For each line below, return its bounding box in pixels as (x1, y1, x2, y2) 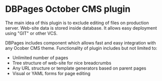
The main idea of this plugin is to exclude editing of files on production (5, 20, 149, 26)
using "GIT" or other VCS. (5, 30, 58, 36)
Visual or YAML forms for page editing (12, 70, 91, 76)
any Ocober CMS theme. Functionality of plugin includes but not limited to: (5, 45, 158, 51)
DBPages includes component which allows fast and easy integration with (5, 40, 156, 45)
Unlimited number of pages (12, 54, 68, 60)
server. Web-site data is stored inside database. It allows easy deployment (5, 25, 157, 31)
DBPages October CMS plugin (5, 3, 131, 15)
